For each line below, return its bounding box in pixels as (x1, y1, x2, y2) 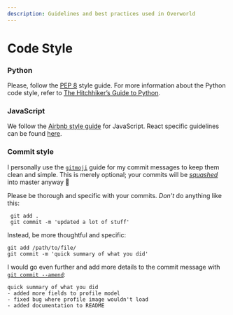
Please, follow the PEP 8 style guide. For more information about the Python (7, 81, 226, 90)
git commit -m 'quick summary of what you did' (7, 250, 149, 258)
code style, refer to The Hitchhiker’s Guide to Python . (7, 89, 161, 97)
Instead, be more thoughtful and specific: (7, 230, 127, 239)
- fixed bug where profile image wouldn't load (7, 295, 149, 303)
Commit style (7, 147, 54, 157)
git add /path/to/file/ (7, 244, 77, 251)
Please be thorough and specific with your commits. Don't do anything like (7, 191, 223, 199)
